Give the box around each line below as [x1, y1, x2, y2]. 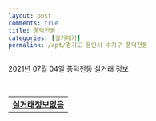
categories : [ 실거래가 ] [8, 33, 82, 42]
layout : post [8, 11, 52, 20]
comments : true [8, 19, 59, 27]
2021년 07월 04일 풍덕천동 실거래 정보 [8, 64, 130, 74]
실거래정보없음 [12, 100, 65, 111]
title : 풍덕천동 [8, 26, 56, 34]
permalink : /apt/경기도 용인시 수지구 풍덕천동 [8, 41, 148, 49]
